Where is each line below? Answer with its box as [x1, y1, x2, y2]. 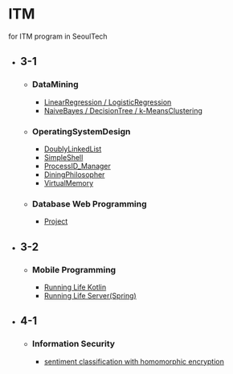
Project [43, 216, 68, 226]
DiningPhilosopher [43, 170, 105, 179]
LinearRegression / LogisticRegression [43, 97, 172, 107]
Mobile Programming [31, 264, 117, 275]
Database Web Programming [31, 198, 147, 209]
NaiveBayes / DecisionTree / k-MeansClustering [43, 105, 203, 115]
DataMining [31, 79, 79, 90]
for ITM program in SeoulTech [8, 31, 108, 41]
